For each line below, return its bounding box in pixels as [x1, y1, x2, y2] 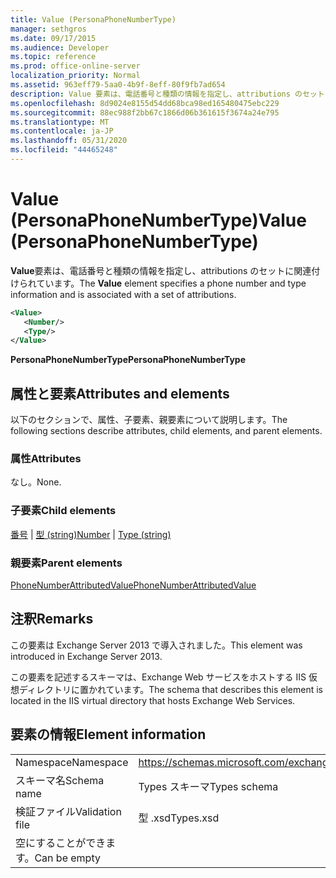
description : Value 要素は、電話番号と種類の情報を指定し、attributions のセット [10, 89, 325, 99]
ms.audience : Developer [10, 42, 110, 53]
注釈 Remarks [10, 611, 94, 628]
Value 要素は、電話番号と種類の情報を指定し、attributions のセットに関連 [10, 264, 312, 276]
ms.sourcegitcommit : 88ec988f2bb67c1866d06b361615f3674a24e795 [10, 107, 280, 118]
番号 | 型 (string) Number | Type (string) [10, 528, 172, 540]
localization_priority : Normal [10, 71, 141, 81]
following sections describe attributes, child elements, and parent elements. [10, 425, 323, 437]
